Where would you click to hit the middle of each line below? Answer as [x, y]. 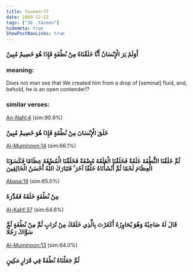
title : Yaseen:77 [28, 12]
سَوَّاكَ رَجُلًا [20, 232]
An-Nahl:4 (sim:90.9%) [35, 117]
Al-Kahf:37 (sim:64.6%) [35, 209]
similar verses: [28, 105]
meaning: [20, 70]
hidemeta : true [25, 28]
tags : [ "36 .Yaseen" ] [33, 22]
